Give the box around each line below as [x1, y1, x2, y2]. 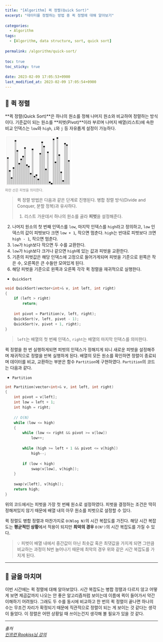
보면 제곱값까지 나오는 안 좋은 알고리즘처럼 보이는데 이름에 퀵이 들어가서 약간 [10, 592, 155, 598]
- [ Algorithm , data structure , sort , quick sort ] [9, 39, 112, 44]
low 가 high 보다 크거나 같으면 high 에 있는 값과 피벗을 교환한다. [12, 248, 130, 253]
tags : [5, 34, 16, 38]
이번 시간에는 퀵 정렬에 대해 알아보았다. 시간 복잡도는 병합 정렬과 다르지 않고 [5, 586, 149, 592]
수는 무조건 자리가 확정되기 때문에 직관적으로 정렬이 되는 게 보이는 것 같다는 [5, 605, 147, 610]
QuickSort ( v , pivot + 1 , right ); [14, 321, 81, 326]
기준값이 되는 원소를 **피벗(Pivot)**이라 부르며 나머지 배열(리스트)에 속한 [15, 119, 154, 125]
